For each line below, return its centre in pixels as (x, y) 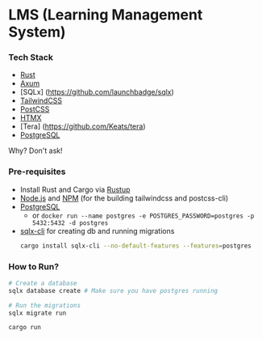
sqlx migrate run (37, 313)
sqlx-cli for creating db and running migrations (97, 231)
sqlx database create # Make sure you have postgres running (113, 290)
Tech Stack (31, 57)
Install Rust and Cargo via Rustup (75, 189)
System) (37, 32)
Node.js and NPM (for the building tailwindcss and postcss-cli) (124, 198)
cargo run (25, 328)
